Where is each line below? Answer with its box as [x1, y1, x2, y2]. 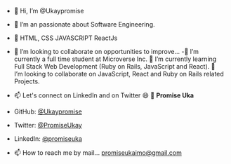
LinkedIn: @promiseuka [13, 135, 83, 143]
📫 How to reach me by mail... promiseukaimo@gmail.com [13, 149, 183, 157]
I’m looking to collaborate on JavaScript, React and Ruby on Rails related [13, 70, 225, 78]
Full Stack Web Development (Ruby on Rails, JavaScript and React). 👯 [13, 62, 216, 70]
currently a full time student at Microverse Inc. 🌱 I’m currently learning [13, 55, 217, 63]
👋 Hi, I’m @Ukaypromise [13, 7, 84, 15]
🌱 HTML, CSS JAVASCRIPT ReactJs [13, 34, 118, 42]
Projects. [13, 77, 40, 86]
